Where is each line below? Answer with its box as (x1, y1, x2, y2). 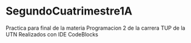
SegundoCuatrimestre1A (5, 4, 133, 18)
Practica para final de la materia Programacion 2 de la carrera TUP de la (5, 24, 186, 31)
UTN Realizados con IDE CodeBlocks (5, 30, 98, 38)
